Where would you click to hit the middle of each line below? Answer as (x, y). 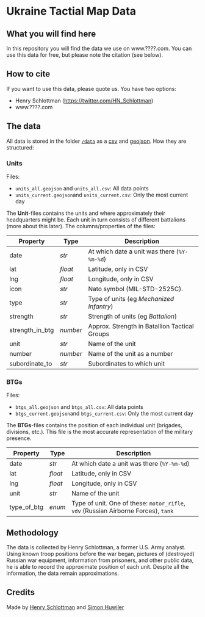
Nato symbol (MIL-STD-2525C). (135, 289)
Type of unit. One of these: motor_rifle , (128, 503)
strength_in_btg (32, 330)
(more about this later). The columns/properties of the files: (81, 226)
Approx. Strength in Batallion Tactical (141, 326)
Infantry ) (101, 306)
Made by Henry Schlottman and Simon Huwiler (65, 607)
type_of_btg (27, 507)
